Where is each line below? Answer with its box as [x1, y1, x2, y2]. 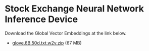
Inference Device [5, 13, 78, 25]
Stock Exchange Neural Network [5, 3, 144, 14]
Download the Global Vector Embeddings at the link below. [5, 30, 127, 36]
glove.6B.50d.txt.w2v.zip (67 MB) [12, 39, 82, 45]
